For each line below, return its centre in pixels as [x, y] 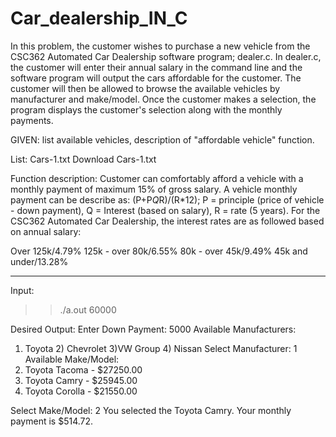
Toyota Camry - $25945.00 [81, 380]
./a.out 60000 [88, 309]
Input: [22, 290]
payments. [32, 120]
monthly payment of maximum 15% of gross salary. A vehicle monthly [154, 189]
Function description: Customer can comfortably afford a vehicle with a [157, 178]
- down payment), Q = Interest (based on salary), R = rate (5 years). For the [165, 210]
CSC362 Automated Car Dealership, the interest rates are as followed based [167, 221]
